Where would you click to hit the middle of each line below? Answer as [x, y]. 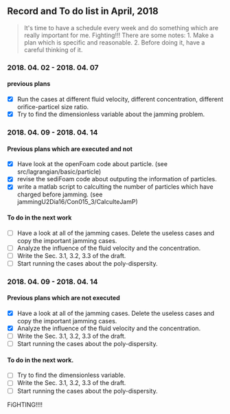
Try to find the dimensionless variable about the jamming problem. [111, 114]
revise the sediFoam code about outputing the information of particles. [117, 179]
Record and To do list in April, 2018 [83, 11]
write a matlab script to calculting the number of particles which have [115, 187]
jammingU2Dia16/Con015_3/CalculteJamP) [78, 202]
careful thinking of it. [53, 49]
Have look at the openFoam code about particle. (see [92, 164]
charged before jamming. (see [60, 194]
